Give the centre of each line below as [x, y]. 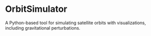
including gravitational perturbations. [43, 28]
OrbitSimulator [36, 9]
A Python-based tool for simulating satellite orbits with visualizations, [75, 23]
